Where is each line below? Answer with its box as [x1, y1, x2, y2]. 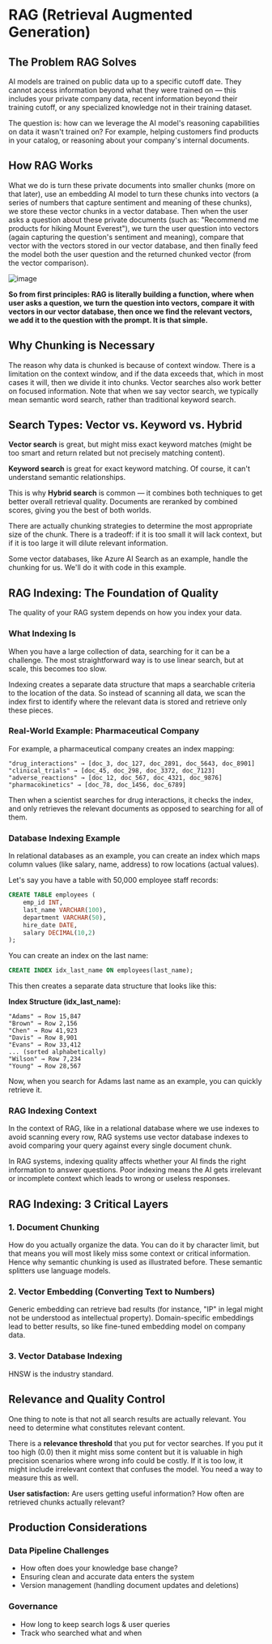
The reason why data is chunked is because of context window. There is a [8, 360, 256, 370]
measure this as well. [8, 1473, 79, 1483]
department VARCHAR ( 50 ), [23, 914, 107, 922]
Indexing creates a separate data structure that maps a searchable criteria [8, 679, 256, 689]
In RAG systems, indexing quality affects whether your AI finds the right [8, 1157, 247, 1167]
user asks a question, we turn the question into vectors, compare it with [8, 298, 255, 307]
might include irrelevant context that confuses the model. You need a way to [8, 1464, 263, 1474]
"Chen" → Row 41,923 [8, 1027, 79, 1035]
